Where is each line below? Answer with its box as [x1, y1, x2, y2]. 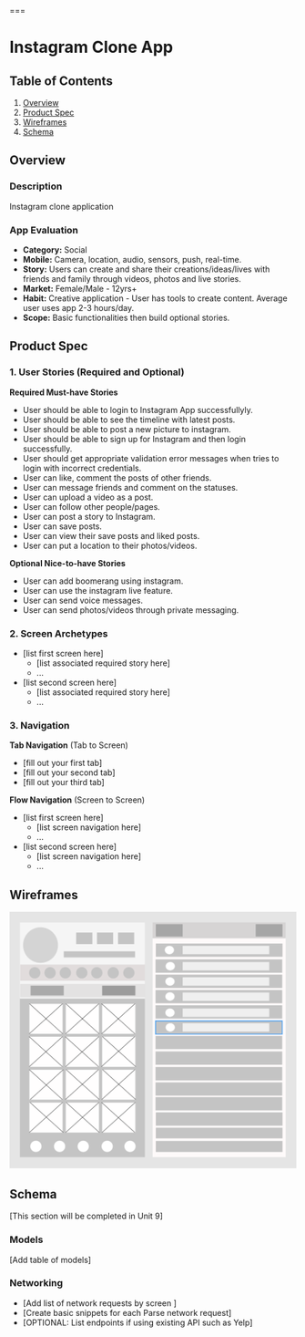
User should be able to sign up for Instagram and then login [22, 433, 247, 444]
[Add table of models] [9, 1254, 92, 1265]
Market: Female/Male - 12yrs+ [22, 283, 137, 294]
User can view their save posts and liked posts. [22, 530, 200, 541]
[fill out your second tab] [22, 767, 116, 778]
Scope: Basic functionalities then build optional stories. [22, 312, 230, 323]
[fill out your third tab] [22, 777, 105, 788]
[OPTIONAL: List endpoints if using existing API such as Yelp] [22, 1317, 253, 1328]
